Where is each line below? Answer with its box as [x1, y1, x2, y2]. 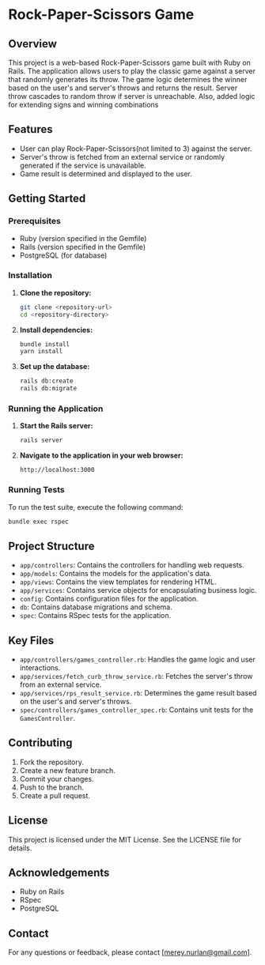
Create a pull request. [19, 790, 91, 800]
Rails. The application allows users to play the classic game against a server [8, 66, 256, 76]
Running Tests [8, 484, 65, 496]
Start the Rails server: [19, 421, 93, 431]
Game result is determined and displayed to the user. [19, 168, 192, 179]
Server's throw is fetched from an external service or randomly [19, 152, 225, 161]
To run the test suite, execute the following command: [8, 502, 184, 511]
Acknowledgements [8, 866, 110, 880]
